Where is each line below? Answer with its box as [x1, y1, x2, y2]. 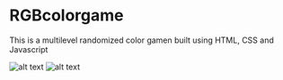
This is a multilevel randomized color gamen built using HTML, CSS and [9, 35, 274, 45]
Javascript [9, 44, 49, 54]
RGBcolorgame [9, 5, 124, 26]
